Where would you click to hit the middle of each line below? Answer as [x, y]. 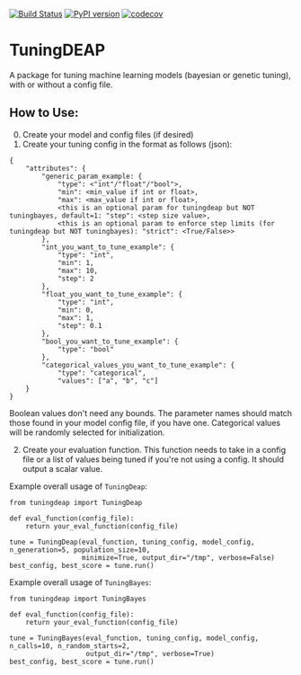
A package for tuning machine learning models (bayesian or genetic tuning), [150, 75]
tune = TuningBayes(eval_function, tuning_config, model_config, [134, 638]
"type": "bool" [86, 349]
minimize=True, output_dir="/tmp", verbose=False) [178, 557]
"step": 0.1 [80, 325]
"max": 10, [78, 271]
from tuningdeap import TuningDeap [76, 502]
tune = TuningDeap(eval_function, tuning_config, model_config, [132, 542]
